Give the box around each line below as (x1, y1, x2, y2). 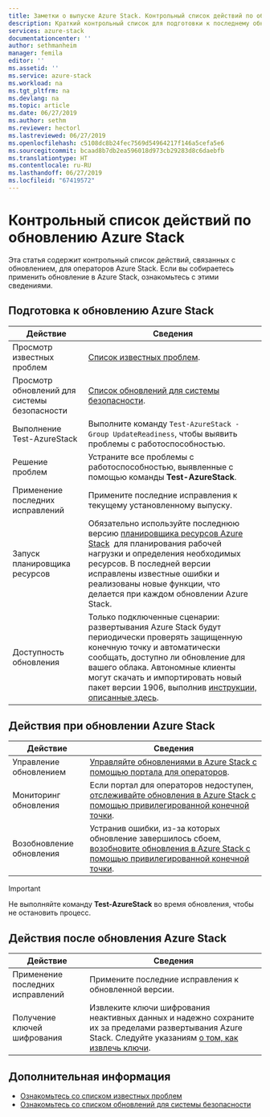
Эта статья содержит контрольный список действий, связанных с (8, 254, 235, 264)
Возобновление (12, 838, 74, 850)
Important (8, 883, 41, 894)
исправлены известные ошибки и (88, 568, 220, 579)
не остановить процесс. (8, 908, 91, 918)
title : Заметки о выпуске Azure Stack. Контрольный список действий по (8, 11, 253, 20)
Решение (12, 456, 48, 467)
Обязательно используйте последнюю (88, 517, 239, 528)
